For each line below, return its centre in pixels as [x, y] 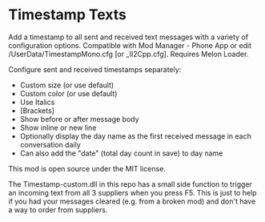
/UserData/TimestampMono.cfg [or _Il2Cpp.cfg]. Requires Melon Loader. [128, 54]
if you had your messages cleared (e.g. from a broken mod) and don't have [132, 201]
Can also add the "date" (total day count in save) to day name [121, 153]
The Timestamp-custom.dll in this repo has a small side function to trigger [130, 184]
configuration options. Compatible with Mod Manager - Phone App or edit [130, 45]
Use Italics [37, 102]
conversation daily [50, 144]
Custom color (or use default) [68, 93]
